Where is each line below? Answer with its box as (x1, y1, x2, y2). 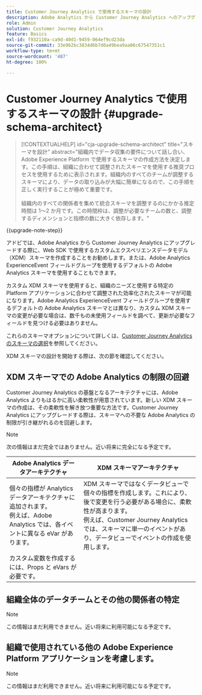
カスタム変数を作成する (9, 554, 76, 562)
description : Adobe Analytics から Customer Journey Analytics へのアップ (6, 14, 191, 20)
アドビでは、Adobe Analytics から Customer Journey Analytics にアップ (6, 239, 185, 246)
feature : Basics (6, 31, 47, 37)
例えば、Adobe (9, 511, 52, 520)
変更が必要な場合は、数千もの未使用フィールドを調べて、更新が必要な (16, 312, 191, 319)
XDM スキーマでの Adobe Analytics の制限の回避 (6, 372, 189, 382)
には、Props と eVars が (9, 563, 77, 571)
